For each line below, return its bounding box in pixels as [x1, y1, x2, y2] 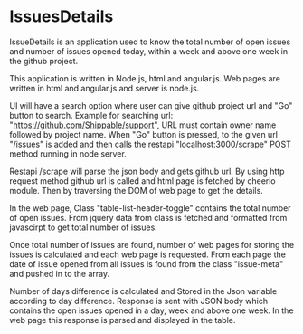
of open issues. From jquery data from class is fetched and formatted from [9, 212, 288, 223]
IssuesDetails [9, 6, 114, 27]
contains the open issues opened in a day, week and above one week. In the [9, 305, 294, 316]
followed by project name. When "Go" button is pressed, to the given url [9, 129, 279, 139]
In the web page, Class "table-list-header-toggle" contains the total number [9, 202, 291, 214]
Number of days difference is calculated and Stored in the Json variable [9, 285, 278, 296]
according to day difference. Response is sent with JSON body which [9, 295, 269, 306]
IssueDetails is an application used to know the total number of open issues [9, 36, 291, 47]
